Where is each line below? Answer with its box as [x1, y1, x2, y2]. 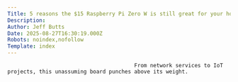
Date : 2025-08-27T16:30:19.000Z [7, 29, 103, 37]
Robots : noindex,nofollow [7, 36, 84, 43]
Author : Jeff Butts [7, 23, 65, 30]
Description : [7, 17, 46, 24]
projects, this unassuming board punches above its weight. [7, 68, 189, 75]
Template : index [7, 43, 55, 50]
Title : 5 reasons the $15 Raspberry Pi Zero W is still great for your [7, 10, 223, 18]
